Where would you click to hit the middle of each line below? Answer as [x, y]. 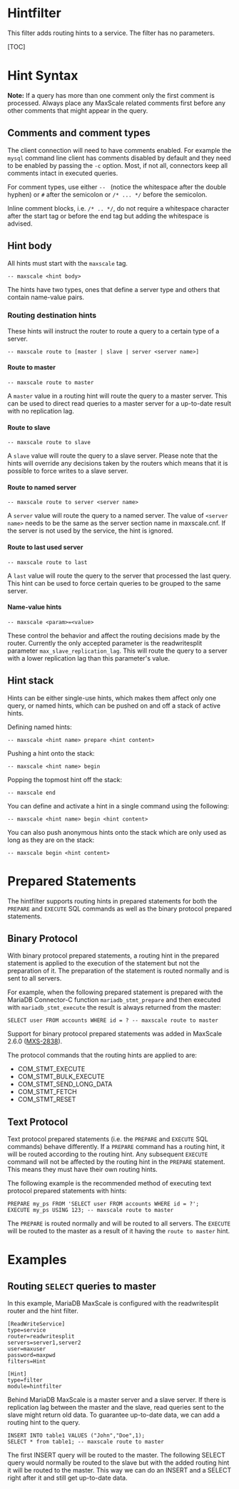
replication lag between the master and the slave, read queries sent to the [116, 1408]
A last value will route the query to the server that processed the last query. [119, 576]
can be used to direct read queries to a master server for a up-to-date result [119, 403]
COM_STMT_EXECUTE [51, 1069]
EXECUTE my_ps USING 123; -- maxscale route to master [91, 1210]
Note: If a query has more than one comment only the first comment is [111, 95]
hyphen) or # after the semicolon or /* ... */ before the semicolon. [107, 194]
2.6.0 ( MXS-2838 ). [35, 1041]
